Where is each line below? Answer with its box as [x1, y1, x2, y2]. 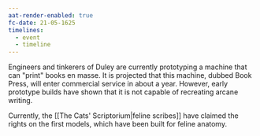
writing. [8, 96, 33, 105]
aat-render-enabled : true [8, 11, 93, 20]
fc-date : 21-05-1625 [8, 19, 76, 27]
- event [15, 33, 41, 42]
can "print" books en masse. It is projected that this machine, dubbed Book [8, 71, 252, 80]
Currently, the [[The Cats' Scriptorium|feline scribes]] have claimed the [8, 111, 239, 120]
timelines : [8, 26, 44, 34]
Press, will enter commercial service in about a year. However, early [8, 79, 228, 89]
